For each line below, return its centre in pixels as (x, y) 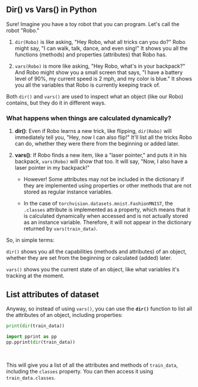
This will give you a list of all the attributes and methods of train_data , (92, 365)
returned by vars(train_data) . (60, 229)
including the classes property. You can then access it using (80, 371)
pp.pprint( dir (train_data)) (41, 342)
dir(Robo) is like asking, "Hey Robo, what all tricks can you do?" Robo (100, 42)
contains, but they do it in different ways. (56, 103)
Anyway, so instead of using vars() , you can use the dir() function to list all (99, 309)
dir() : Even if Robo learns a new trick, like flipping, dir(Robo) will (93, 131)
